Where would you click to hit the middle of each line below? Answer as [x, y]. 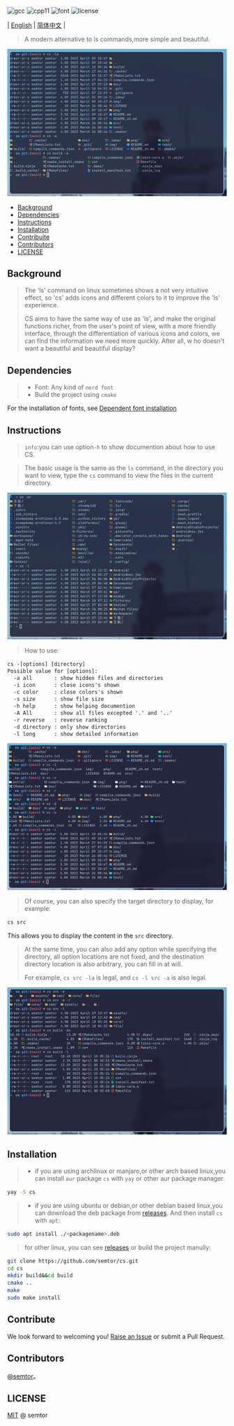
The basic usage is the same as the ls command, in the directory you [124, 468]
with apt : [47, 1220]
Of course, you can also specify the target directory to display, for [119, 901]
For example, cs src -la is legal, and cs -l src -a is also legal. [116, 977]
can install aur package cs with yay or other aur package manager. [130, 1178]
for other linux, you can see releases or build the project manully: [117, 1247]
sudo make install [34, 1298]
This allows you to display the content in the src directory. [91, 936]
